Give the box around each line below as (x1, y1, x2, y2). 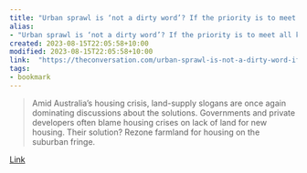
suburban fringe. (31, 136, 96, 147)
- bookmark (9, 73, 51, 82)
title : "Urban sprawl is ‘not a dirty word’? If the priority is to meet (9, 13, 297, 23)
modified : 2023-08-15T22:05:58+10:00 (9, 47, 153, 56)
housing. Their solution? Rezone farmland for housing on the (31, 127, 260, 137)
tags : (9, 65, 30, 74)
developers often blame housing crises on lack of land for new (31, 117, 268, 127)
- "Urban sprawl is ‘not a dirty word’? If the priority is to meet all (9, 30, 292, 39)
